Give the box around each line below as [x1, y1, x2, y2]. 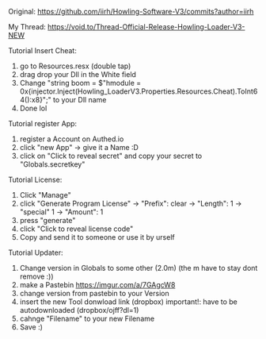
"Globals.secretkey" [19, 160, 85, 169]
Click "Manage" [19, 191, 71, 199]
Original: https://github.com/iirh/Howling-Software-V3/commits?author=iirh [8, 7, 254, 16]
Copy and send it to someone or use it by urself [19, 233, 176, 241]
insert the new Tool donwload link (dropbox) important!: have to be [19, 297, 237, 306]
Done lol [19, 103, 47, 113]
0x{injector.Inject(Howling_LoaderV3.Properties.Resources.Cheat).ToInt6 [19, 87, 258, 96]
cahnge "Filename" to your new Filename [19, 314, 155, 323]
